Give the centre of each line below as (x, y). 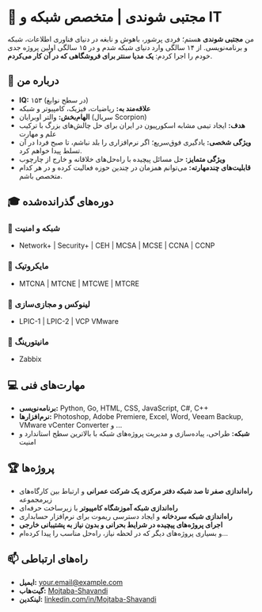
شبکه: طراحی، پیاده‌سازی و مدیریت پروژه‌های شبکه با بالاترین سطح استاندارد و (134, 433)
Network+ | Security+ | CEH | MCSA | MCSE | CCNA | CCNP (117, 245)
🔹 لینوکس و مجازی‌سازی (49, 304)
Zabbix (30, 359)
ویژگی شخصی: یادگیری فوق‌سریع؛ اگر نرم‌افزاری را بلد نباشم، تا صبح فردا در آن (135, 142)
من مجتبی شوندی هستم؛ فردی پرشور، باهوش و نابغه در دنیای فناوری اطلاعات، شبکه (131, 39)
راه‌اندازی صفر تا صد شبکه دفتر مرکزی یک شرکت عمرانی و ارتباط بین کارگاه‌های (135, 491)
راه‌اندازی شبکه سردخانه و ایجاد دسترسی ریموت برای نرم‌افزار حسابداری (125, 516)
